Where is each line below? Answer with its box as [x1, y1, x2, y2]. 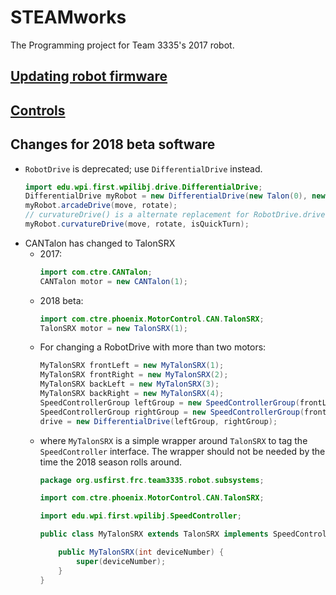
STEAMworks [10, 6, 127, 29]
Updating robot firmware [10, 68, 168, 85]
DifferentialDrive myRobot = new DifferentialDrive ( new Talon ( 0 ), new [24, 191, 326, 201]
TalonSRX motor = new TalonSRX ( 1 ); [39, 323, 188, 333]
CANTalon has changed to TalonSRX [24, 237, 176, 249]
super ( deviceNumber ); [75, 556, 167, 566]
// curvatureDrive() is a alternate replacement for [24, 210, 250, 220]
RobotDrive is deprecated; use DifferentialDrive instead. [24, 162, 263, 175]
